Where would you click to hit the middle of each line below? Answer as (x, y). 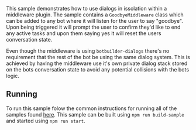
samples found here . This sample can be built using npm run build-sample (95, 114)
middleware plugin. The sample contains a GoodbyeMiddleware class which (95, 15)
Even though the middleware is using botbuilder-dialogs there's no (88, 51)
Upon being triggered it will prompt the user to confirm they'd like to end (93, 27)
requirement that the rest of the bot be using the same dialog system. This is (98, 57)
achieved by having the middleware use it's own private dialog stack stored (97, 63)
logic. (13, 76)
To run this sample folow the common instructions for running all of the (92, 108)
